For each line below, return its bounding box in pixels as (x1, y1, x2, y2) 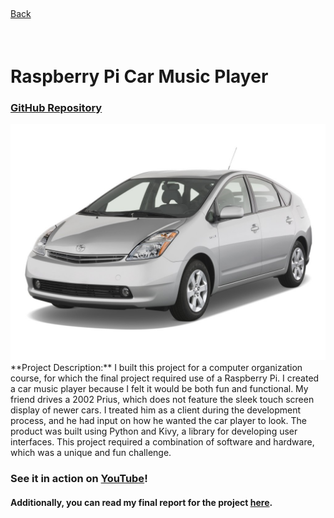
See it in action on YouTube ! (10, 472, 148, 486)
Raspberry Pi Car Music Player (10, 65, 269, 88)
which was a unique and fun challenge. (10, 447, 172, 459)
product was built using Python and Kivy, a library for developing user (10, 425, 298, 438)
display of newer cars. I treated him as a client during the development (10, 404, 302, 416)
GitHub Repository (10, 101, 103, 115)
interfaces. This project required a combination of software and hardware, (10, 436, 315, 448)
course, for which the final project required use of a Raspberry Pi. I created (10, 372, 320, 384)
